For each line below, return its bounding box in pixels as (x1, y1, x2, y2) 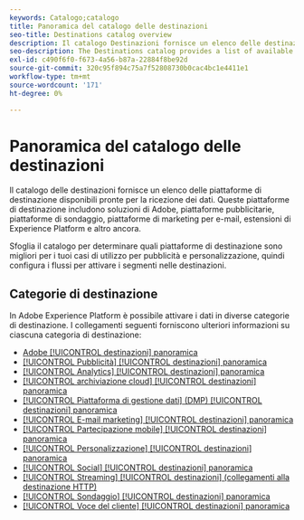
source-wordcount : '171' (9, 80, 103, 90)
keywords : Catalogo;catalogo (9, 13, 119, 23)
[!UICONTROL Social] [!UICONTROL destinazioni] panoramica (22, 462, 253, 473)
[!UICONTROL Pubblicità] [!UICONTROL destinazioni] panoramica (22, 356, 268, 367)
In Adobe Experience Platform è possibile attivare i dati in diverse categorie (9, 310, 290, 321)
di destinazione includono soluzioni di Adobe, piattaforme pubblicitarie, (9, 204, 275, 215)
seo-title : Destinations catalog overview (9, 30, 172, 39)
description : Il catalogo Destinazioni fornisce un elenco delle (9, 38, 261, 48)
